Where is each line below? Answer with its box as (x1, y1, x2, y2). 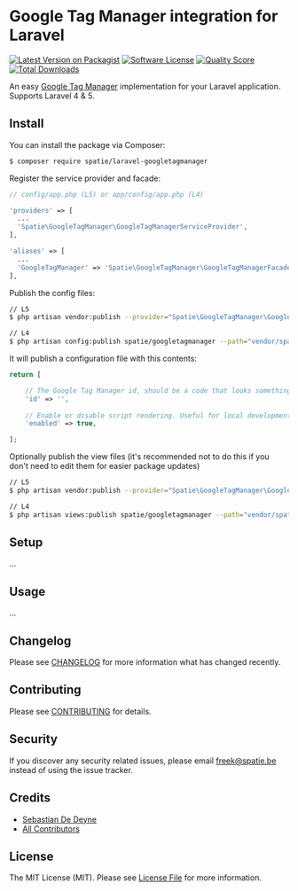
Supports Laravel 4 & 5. (9, 90, 95, 101)
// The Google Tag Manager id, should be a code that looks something (25, 386, 292, 395)
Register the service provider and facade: (9, 173, 161, 184)
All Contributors (21, 823, 80, 834)
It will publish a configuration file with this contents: (9, 353, 198, 363)
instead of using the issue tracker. (9, 764, 133, 775)
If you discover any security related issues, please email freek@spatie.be (9, 755, 277, 766)
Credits (9, 791, 51, 806)
